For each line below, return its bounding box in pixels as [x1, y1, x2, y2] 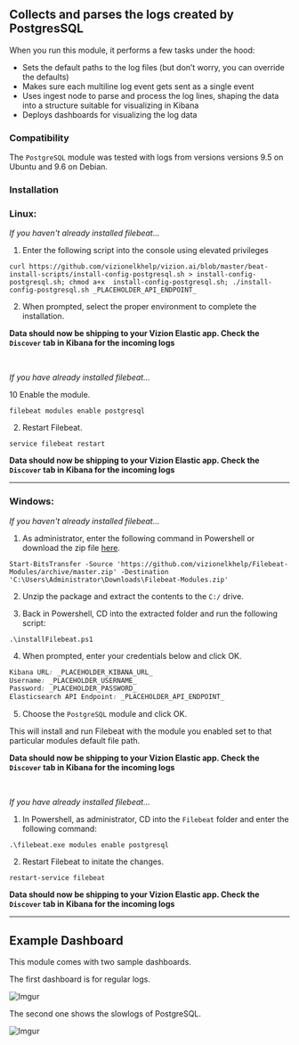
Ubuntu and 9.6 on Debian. [9, 161, 109, 172]
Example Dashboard [9, 933, 124, 948]
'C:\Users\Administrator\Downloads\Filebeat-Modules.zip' [9, 575, 229, 584]
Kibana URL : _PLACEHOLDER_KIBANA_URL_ [9, 668, 153, 677]
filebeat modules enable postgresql [9, 407, 145, 416]
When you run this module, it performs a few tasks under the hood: [9, 45, 255, 55]
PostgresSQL [9, 21, 85, 37]
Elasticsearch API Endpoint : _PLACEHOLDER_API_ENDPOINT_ [9, 693, 225, 702]
